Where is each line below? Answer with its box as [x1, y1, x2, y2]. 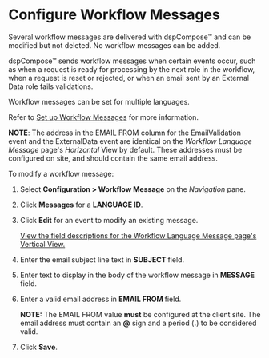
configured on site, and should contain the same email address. [8, 153, 219, 163]
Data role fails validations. [8, 82, 94, 91]
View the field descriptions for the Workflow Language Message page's [19, 230, 257, 241]
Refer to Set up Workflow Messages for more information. [8, 112, 199, 121]
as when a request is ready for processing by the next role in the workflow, [8, 64, 255, 74]
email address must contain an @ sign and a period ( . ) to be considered [19, 318, 257, 328]
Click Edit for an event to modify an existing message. [19, 215, 199, 225]
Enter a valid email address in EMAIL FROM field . [19, 294, 182, 304]
